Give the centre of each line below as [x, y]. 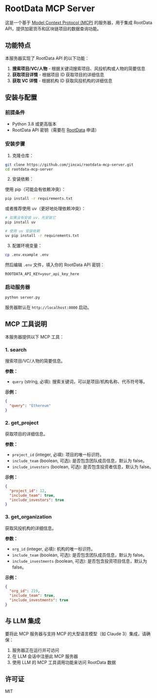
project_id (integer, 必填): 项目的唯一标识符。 [58, 454]
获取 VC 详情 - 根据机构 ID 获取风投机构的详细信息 [62, 80]
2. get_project [22, 422]
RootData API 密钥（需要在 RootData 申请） [56, 130]
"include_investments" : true [39, 600]
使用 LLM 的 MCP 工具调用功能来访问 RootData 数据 [64, 662]
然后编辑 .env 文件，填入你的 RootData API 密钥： [55, 265]
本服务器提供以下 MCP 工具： [35, 337]
